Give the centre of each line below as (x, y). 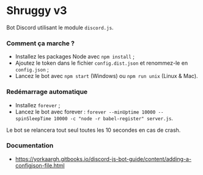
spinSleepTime (33, 119)
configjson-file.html (40, 165)
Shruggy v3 (37, 11)
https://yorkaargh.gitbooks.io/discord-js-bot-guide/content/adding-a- (103, 159)
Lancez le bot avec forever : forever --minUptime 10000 (85, 112)
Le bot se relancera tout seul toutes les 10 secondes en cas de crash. (94, 130)
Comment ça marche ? (41, 43)
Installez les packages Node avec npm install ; (75, 57)
